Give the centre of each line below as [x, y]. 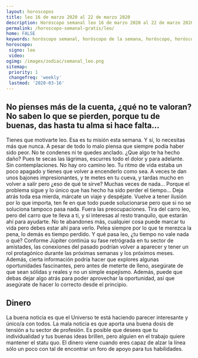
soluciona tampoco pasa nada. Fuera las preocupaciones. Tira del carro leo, [98, 209]
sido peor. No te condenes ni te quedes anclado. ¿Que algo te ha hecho [93, 152]
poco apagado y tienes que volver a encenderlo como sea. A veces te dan [96, 171]
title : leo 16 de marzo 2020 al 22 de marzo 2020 [68, 17]
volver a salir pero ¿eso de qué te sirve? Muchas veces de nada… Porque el [98, 183]
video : [17, 56]
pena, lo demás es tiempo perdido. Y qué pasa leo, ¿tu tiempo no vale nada [98, 234]
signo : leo [22, 50]
